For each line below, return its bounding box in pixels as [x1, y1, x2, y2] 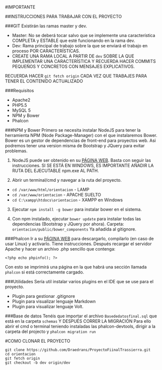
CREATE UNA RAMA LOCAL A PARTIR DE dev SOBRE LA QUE [12, 53, 134, 59]
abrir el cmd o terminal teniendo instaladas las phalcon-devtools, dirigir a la [5, 324, 156, 329]
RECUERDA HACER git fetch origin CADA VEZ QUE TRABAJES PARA [5, 73, 147, 78]
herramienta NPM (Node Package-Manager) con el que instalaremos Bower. [5, 133, 158, 138]
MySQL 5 [12, 107, 31, 113]
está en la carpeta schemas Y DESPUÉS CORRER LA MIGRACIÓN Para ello [5, 318, 151, 324]
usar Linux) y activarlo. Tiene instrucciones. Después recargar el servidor [5, 241, 152, 247]
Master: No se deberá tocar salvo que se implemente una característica [12, 33, 155, 38]
